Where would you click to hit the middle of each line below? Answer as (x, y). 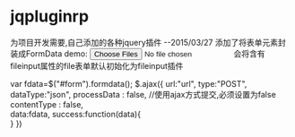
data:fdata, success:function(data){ (76, 114)
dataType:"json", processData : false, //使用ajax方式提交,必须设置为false (143, 94)
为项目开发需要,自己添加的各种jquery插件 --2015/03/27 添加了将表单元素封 (148, 42)
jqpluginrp (49, 17)
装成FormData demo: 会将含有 (138, 53)
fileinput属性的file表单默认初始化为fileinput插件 (97, 65)
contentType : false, (47, 104)
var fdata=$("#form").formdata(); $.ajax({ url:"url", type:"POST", (129, 83)
